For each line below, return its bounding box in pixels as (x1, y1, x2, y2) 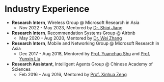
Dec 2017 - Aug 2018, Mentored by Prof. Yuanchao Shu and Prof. (19, 50, 151, 57)
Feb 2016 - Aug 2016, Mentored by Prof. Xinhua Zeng (19, 71, 127, 77)
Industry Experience (4, 3, 89, 15)
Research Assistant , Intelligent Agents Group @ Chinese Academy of (11, 61, 153, 67)
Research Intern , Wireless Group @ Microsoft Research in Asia (11, 20, 139, 25)
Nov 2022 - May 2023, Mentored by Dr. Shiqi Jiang (19, 24, 123, 30)
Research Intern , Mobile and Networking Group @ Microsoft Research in (11, 40, 160, 46)
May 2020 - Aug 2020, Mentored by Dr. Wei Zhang (19, 35, 122, 41)
